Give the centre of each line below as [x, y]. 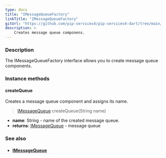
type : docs [16, 10]
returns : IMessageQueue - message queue [56, 126]
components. [19, 66]
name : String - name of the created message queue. [66, 120]
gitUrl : [13, 23]
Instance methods [27, 79]
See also [16, 139]
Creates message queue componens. [49, 33]
